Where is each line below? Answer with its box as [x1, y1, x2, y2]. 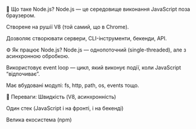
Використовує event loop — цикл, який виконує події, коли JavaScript [6, 64, 181, 71]
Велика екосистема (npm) [6, 116, 72, 123]
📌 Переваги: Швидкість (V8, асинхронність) [6, 93, 116, 100]
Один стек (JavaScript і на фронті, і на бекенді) [6, 105, 124, 112]
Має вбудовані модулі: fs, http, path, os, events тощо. [6, 82, 139, 89]
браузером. [6, 12, 36, 19]
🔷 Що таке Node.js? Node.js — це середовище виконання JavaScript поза [6, 6, 191, 12]
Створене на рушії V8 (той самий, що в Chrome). [6, 24, 129, 30]
